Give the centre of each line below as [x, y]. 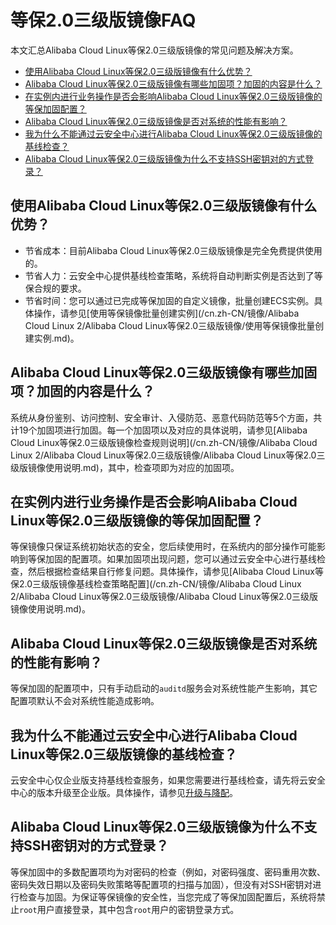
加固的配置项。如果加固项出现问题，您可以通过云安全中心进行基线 [180, 559]
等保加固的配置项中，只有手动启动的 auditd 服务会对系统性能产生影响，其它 [164, 688]
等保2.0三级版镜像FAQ [103, 20]
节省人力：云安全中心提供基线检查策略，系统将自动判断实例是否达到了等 [173, 275]
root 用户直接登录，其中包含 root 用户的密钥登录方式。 [129, 909]
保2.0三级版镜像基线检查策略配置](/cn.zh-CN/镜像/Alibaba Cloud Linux [156, 584]
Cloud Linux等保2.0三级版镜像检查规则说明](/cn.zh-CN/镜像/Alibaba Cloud [164, 442]
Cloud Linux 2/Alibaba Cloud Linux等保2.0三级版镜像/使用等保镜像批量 [170, 325]
